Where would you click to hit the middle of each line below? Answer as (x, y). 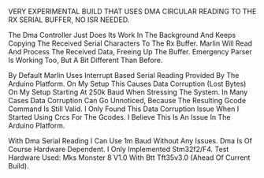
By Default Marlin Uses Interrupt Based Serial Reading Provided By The (124, 75)
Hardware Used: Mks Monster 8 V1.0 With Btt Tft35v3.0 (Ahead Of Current (129, 158)
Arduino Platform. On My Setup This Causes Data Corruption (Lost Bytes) (127, 83)
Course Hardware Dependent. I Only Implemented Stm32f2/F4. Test (119, 149)
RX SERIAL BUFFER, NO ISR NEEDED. (69, 20)
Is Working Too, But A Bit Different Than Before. (86, 60)
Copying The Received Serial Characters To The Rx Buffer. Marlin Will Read (130, 43)
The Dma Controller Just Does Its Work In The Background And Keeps (122, 35)
